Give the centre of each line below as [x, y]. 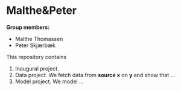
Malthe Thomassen [39, 39]
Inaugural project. [37, 68]
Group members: [28, 27]
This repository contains [37, 57]
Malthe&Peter [42, 11]
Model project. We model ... [49, 81]
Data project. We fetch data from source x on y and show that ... [95, 75]
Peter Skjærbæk [35, 45]
